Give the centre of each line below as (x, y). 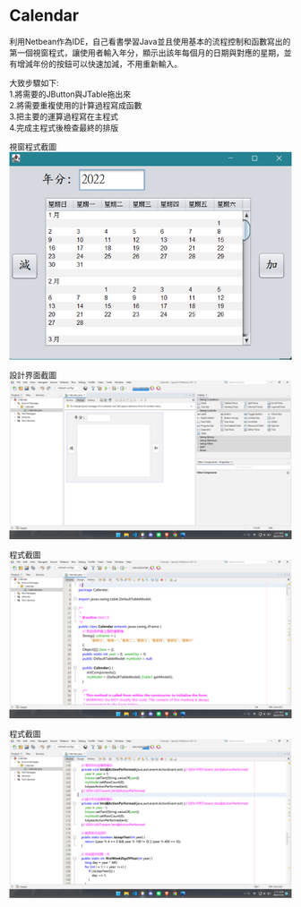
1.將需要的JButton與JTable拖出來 (70, 94)
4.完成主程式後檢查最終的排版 (64, 127)
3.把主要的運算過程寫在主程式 (64, 116)
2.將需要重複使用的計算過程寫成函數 (76, 105)
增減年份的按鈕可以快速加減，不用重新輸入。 (99, 64)
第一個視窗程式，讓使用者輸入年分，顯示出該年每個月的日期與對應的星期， (146, 52)
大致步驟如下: (34, 82)
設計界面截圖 (33, 375)
